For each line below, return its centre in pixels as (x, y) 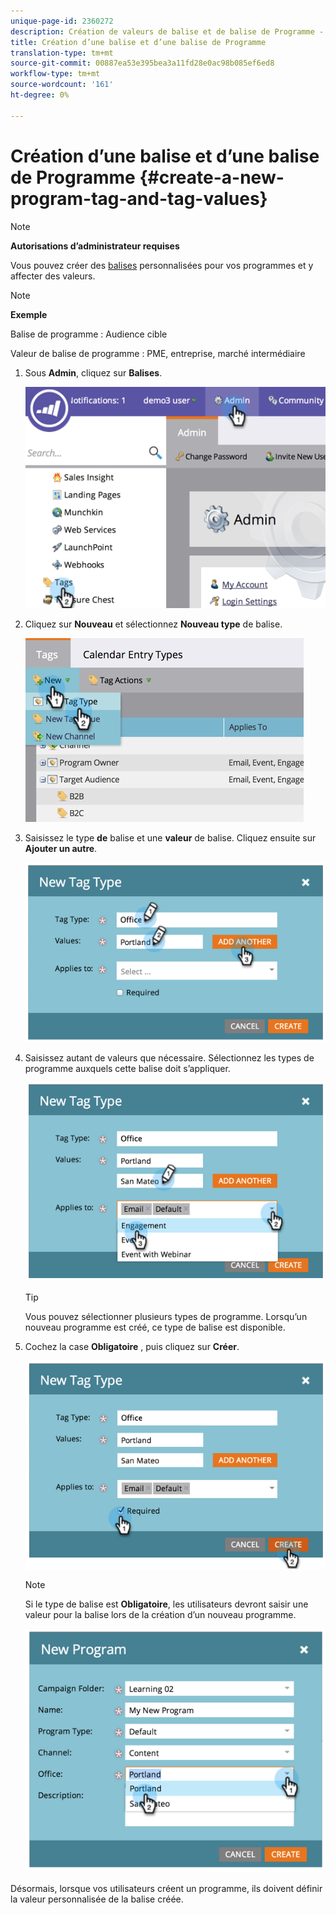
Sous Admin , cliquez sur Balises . (93, 372)
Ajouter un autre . (61, 848)
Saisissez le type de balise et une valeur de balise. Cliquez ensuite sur (170, 837)
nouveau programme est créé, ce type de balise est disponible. (155, 1327)
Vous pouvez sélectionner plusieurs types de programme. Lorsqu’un (166, 1317)
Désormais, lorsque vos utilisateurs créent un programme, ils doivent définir (166, 1888)
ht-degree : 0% (40, 95)
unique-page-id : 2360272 (62, 21)
